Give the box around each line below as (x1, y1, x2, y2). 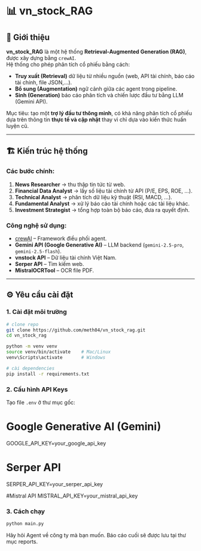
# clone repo (6, 321, 39, 327)
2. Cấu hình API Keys (6, 385, 68, 393)
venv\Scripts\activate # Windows (6, 355, 106, 361)
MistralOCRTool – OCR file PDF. (14, 266, 95, 274)
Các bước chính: (6, 167, 55, 175)
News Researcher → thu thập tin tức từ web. (14, 181, 126, 188)
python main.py (6, 521, 44, 527)
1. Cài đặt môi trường (6, 308, 67, 316)
